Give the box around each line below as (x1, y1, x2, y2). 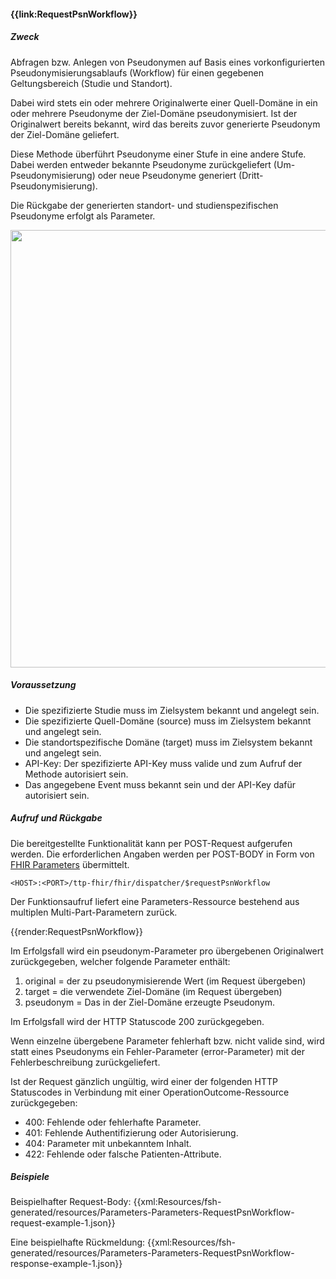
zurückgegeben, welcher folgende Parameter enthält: (10, 955, 231, 967)
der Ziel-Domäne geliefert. (10, 128, 120, 140)
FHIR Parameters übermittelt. (10, 858, 130, 870)
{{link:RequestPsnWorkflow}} (10, 8, 138, 20)
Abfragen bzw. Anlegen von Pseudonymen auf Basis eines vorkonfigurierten (10, 56, 325, 68)
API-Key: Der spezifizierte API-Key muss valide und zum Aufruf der (24, 757, 303, 769)
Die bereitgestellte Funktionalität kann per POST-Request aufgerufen (10, 837, 293, 849)
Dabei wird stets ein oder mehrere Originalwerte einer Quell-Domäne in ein (10, 96, 318, 109)
